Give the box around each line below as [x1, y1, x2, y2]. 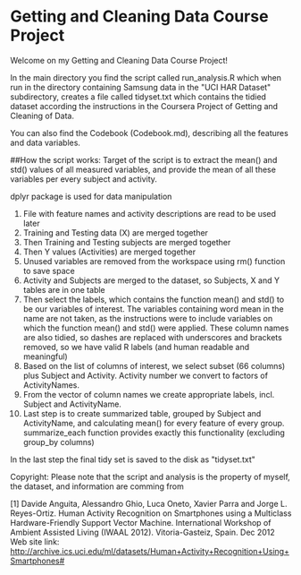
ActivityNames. [22, 379, 79, 390]
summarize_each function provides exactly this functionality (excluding [22, 427, 285, 438]
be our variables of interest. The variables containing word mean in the [22, 303, 284, 314]
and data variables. [10, 137, 81, 148]
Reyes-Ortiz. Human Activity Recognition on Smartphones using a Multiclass [10, 508, 292, 519]
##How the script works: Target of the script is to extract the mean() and [10, 154, 278, 165]
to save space [22, 265, 75, 276]
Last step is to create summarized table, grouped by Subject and [22, 408, 262, 418]
